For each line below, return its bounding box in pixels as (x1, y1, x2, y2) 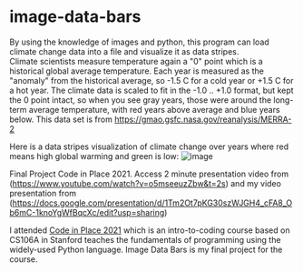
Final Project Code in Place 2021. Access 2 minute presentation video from (9, 168, 288, 179)
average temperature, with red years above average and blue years (28, 104, 280, 115)
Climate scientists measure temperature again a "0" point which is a (9, 55, 263, 66)
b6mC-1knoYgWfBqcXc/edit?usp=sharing (9, 207, 165, 217)
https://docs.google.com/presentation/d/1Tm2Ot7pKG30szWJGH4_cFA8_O (12, 197, 293, 208)
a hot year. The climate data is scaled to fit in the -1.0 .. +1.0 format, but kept (9, 85, 294, 96)
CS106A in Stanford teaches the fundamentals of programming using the (9, 234, 281, 245)
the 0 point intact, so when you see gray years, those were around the (9, 94, 272, 106)
